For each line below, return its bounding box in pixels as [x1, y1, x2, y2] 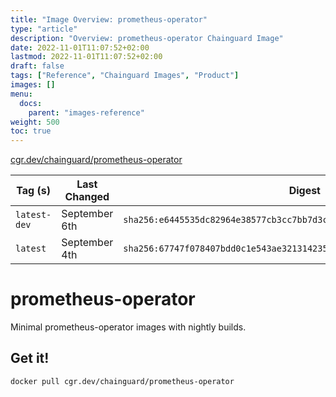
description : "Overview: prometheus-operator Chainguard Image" [10, 33, 284, 43]
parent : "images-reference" [28, 107, 145, 118]
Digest [288, 184, 321, 198]
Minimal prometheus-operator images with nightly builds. [10, 321, 247, 333]
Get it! [10, 350, 50, 367]
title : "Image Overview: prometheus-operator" [10, 14, 208, 25]
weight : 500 [10, 117, 60, 127]
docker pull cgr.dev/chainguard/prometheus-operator [10, 376, 235, 386]
